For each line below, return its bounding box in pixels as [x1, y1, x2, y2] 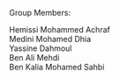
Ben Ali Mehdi [9, 53, 60, 62]
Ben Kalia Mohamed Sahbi [9, 61, 105, 72]
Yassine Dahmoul [9, 43, 72, 54]
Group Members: [9, 8, 71, 18]
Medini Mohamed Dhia [9, 34, 92, 44]
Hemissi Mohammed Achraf [9, 25, 110, 34]
